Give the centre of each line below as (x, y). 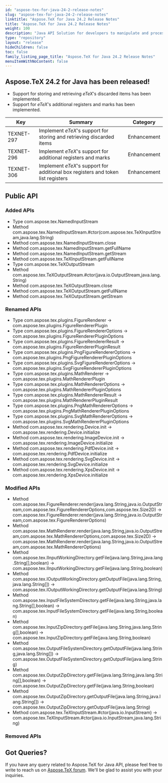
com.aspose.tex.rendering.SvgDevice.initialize (60, 464)
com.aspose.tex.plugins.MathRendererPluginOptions (67, 389)
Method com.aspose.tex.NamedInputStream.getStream (69, 253)
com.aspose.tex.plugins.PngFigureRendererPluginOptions (72, 358)
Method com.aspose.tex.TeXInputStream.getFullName (68, 259)
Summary (81, 122)
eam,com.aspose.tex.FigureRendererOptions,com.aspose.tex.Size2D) (84, 510)
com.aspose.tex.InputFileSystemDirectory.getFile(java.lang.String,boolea (87, 611)
